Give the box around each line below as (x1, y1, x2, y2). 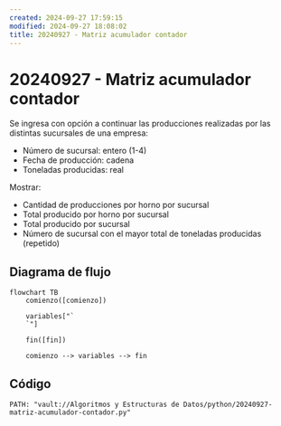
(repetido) (22, 238, 61, 249)
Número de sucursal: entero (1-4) (22, 146, 147, 156)
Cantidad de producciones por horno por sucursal (22, 200, 210, 211)
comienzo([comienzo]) (25, 296, 107, 306)
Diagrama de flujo (9, 264, 111, 279)
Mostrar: (9, 182, 42, 193)
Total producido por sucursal (22, 219, 131, 230)
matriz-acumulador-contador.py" (9, 408, 131, 417)
